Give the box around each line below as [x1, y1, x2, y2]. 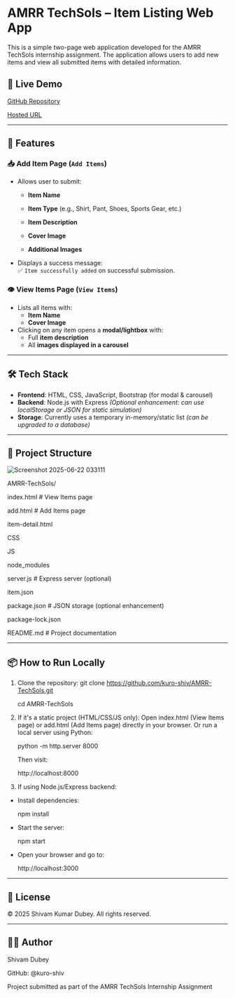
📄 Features [7, 137, 55, 149]
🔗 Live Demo [7, 79, 63, 90]
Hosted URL [7, 110, 42, 119]
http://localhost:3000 [17, 864, 79, 872]
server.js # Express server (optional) [7, 574, 112, 583]
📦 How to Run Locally [7, 656, 106, 668]
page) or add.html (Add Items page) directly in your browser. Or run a [17, 721, 218, 729]
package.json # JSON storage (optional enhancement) [7, 602, 164, 610]
